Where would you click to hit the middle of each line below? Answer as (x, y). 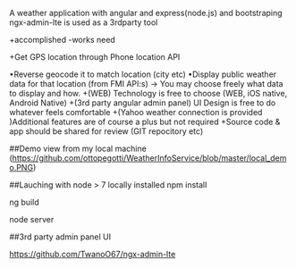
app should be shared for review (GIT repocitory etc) (106, 131)
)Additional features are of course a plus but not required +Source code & (145, 121)
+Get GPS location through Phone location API (95, 57)
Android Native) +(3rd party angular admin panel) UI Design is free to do (143, 103)
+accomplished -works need (63, 40)
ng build (24, 202)
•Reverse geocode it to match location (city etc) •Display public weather (143, 74)
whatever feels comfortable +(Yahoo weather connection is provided (136, 112)
